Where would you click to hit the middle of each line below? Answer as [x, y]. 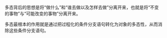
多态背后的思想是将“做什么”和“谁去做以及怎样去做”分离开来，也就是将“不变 [82, 7]
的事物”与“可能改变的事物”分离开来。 [43, 13]
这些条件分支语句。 [28, 30]
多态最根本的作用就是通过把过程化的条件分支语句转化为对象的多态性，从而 [81, 24]
